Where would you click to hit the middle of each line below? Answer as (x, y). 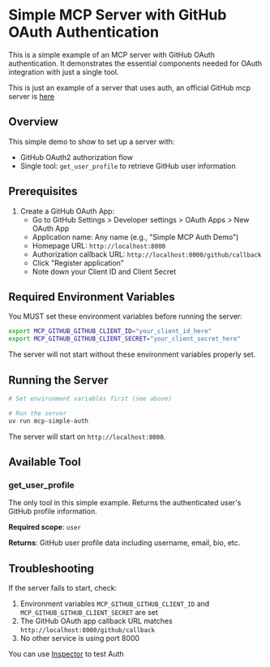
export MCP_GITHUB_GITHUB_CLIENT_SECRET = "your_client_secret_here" (125, 339)
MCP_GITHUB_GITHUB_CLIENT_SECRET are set (89, 613)
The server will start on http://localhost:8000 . (87, 436)
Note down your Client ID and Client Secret (104, 271)
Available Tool (45, 462)
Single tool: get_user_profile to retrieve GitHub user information (128, 166)
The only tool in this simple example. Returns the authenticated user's (125, 503)
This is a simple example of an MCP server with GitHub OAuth (111, 54)
